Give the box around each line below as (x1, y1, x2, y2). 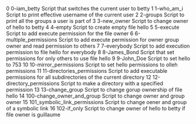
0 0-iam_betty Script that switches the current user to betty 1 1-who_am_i (6, 5, 184, 12)
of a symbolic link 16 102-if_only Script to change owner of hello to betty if (6, 105, 186, 112)
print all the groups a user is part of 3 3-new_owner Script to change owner (6, 18, 189, 24)
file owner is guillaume (6, 111, 60, 118)
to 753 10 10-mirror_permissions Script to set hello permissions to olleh (6, 61, 178, 68)
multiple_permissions (6, 36, 58, 43)
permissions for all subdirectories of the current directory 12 (6, 73, 151, 81)
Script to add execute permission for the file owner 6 (6, 30, 134, 37)
